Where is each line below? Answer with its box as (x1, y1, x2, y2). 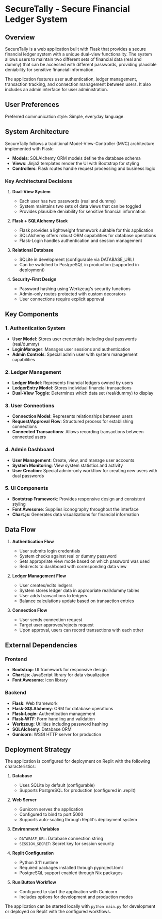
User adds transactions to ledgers (19, 592, 87, 598)
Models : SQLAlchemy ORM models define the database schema (12, 155, 141, 161)
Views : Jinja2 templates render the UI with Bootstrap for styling (12, 160, 140, 166)
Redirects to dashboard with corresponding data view (19, 563, 127, 569)
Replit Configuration (12, 850, 54, 856)
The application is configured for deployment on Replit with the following (5, 758, 150, 764)
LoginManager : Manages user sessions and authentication (12, 346, 130, 352)
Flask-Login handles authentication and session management (19, 238, 142, 243)
